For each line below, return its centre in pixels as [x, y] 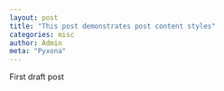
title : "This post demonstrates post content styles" [113, 26]
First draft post [37, 77]
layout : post [34, 18]
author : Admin [36, 43]
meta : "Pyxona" [38, 51]
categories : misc [42, 34]
